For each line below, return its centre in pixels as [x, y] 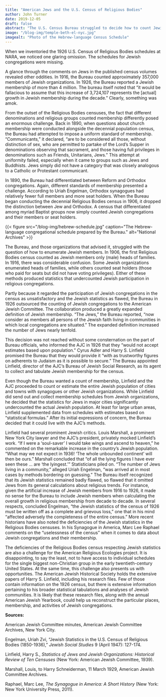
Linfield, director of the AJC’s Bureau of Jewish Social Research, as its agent [83, 366]
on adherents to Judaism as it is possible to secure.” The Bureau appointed [82, 361]
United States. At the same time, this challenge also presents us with [75, 568]
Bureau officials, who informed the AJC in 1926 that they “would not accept [82, 345]
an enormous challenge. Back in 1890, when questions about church [75, 123]
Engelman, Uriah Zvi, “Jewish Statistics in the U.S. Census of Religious [77, 639]
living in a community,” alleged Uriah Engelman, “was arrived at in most [78, 469]
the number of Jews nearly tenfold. [41, 330]
